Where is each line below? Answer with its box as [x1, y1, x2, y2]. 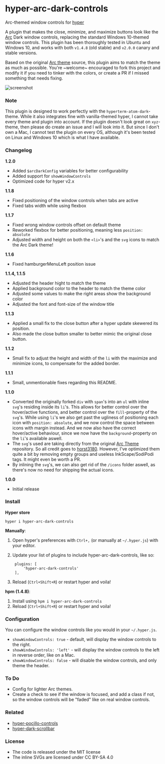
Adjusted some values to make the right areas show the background [12, 290, 151, 296]
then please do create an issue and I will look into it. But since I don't [20, 124, 160, 130]
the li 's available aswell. [12, 435, 63, 441]
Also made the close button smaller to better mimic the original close [12, 330, 152, 336]
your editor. [12, 542, 36, 548]
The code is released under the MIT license [12, 749, 101, 755]
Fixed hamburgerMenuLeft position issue [12, 261, 96, 267]
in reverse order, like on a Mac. [12, 652, 75, 658]
